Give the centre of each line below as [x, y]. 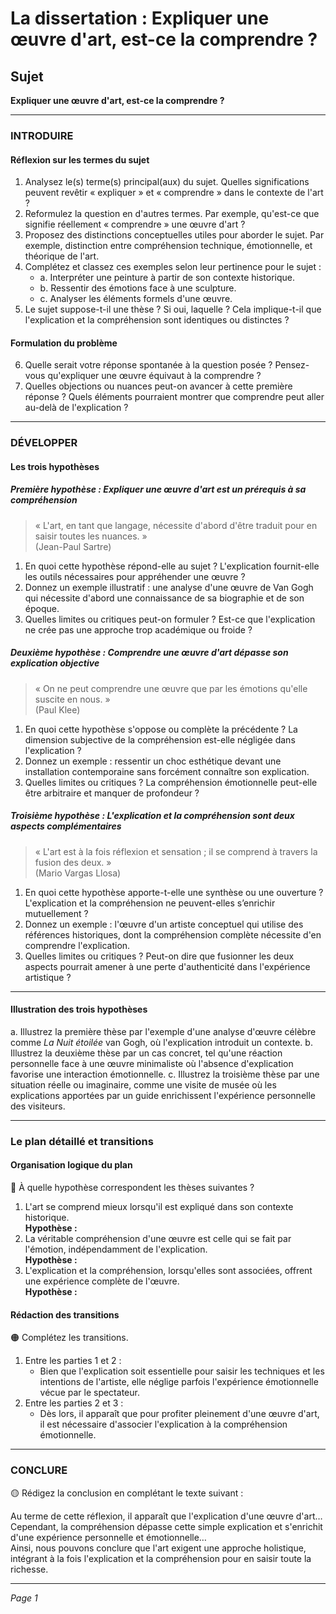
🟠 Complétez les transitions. [69, 1338]
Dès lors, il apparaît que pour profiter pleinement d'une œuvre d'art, [179, 1414]
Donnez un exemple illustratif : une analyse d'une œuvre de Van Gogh [169, 587]
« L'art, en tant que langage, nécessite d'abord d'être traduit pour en [176, 525]
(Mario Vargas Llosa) [78, 873]
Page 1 [24, 1598]
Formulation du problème [64, 343]
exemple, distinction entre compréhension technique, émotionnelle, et [168, 246]
